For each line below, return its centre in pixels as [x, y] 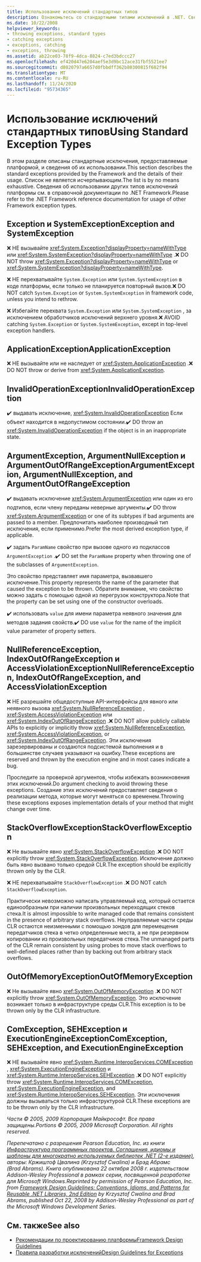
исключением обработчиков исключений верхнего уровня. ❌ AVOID [94, 317]
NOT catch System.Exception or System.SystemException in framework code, [100, 293]
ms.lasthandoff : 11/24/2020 [42, 84]
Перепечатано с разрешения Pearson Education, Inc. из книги [86, 1143]
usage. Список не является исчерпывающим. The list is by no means [93, 180]
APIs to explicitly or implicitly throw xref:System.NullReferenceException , [96, 727]
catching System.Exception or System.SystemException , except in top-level [97, 324]
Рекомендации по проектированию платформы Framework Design [99, 1240]
